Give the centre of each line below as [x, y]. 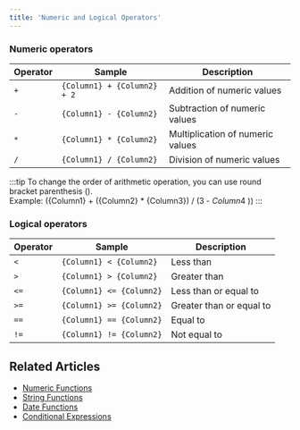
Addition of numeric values [225, 90]
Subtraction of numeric [217, 108]
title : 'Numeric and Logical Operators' [86, 17]
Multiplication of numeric [221, 133]
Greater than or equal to [221, 306]
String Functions [52, 398]
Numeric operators [51, 48]
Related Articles [55, 366]
